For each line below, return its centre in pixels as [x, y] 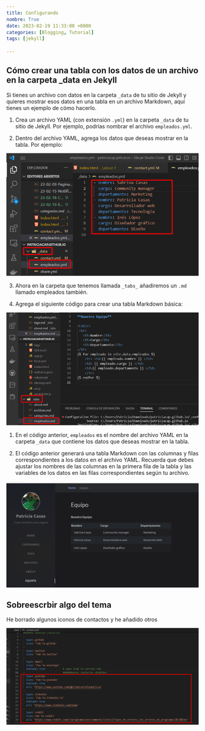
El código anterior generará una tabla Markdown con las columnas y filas [107, 454]
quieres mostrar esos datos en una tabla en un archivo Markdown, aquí [95, 101]
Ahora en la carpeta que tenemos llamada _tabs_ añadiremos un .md [101, 286]
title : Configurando [33, 13]
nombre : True [23, 19]
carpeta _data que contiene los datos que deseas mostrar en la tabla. [102, 442]
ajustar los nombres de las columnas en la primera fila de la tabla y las [103, 466]
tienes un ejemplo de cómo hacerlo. [51, 108]
